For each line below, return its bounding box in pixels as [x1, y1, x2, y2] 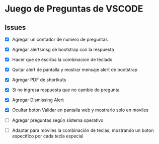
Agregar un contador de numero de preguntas [12, 36, 108, 42]
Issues [5, 23, 26, 32]
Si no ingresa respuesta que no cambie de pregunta [12, 87, 120, 93]
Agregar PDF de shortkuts [12, 77, 66, 83]
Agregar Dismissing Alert [12, 97, 64, 103]
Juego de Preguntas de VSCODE [5, 3, 143, 15]
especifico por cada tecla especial [12, 133, 84, 139]
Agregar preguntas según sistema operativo [12, 117, 104, 123]
